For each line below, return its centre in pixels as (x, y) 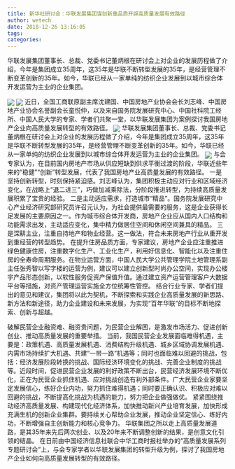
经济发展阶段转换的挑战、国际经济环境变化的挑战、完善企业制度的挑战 (120, 362)
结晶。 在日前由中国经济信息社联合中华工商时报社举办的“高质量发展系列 (123, 440)
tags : (15, 33)
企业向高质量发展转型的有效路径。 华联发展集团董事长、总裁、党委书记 (119, 128)
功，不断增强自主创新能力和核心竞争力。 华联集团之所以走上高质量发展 (109, 423)
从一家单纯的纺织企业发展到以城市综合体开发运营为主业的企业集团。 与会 (116, 154)
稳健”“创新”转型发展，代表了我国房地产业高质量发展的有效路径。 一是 (122, 171)
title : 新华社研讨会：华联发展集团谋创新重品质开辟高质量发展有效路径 (96, 14)
